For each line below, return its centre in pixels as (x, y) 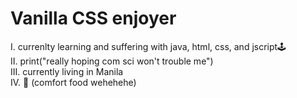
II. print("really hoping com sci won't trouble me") (112, 61)
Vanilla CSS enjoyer (93, 18)
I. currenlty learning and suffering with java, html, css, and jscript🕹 (148, 46)
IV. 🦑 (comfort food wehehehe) (73, 82)
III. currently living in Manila (67, 71)
